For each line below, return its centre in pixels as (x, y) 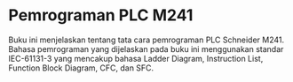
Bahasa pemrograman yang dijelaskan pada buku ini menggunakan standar (146, 48)
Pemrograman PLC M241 (101, 15)
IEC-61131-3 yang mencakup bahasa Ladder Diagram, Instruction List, (136, 58)
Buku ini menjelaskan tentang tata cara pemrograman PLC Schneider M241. (146, 40)
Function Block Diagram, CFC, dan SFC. (81, 68)
